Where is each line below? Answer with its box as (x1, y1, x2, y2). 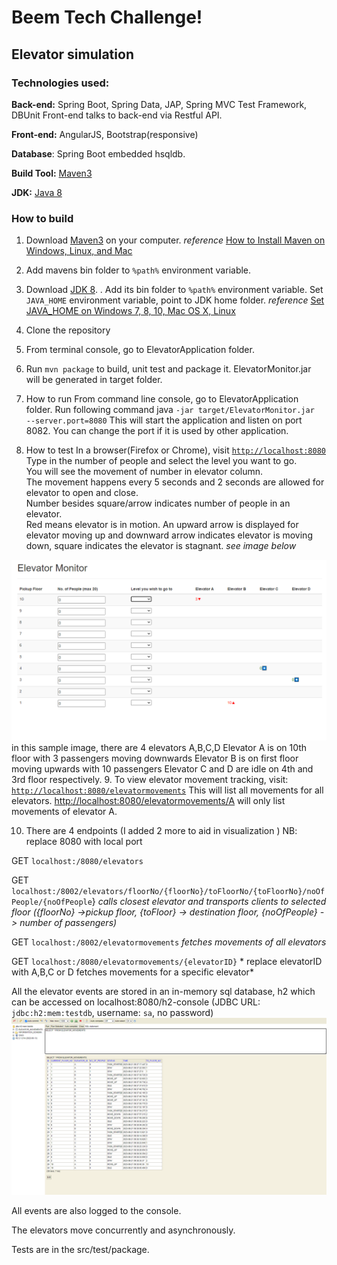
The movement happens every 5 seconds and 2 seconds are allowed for (25, 476, 325, 488)
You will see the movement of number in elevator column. (25, 466, 264, 478)
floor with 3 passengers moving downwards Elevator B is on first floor (11, 752, 299, 764)
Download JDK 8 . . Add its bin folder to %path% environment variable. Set (25, 284, 324, 296)
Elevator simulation (11, 46, 134, 63)
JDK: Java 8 (11, 186, 63, 198)
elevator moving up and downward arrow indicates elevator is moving (25, 529, 313, 541)
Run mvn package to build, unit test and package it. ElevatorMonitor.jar (25, 363, 312, 375)
